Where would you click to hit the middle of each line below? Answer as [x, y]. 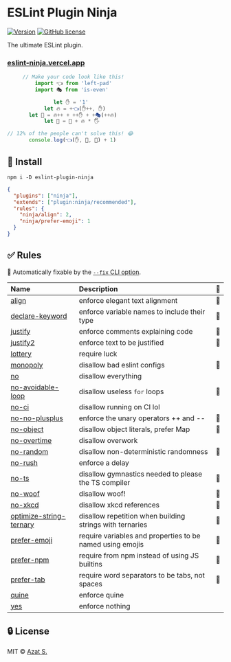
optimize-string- [38, 516]
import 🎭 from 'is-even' [71, 90]
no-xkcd [25, 505]
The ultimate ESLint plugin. [45, 45]
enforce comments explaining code [136, 331]
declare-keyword [39, 316]
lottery [21, 354]
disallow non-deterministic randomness [143, 451]
